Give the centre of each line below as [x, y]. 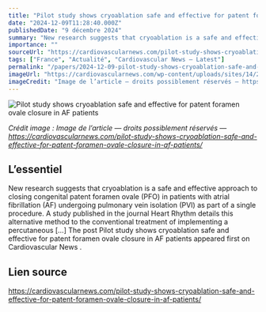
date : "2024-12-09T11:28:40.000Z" [65, 23]
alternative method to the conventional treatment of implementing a [118, 222]
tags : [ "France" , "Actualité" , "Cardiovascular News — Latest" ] [116, 60]
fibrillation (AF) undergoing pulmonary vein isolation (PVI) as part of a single [132, 205]
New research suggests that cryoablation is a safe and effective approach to [133, 188]
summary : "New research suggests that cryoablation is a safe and [120, 38]
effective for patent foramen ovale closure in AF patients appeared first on [129, 239]
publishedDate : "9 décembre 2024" [65, 30]
